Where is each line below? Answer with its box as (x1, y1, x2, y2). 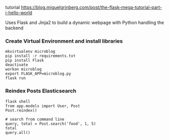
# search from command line (5, 117, 65, 122)
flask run (5, 76, 26, 81)
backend (5, 25, 24, 31)
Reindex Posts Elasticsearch (5, 87, 77, 94)
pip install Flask (5, 58, 44, 63)
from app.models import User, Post (5, 103, 80, 109)
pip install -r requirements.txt (5, 53, 76, 59)
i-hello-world (5, 10, 32, 16)
